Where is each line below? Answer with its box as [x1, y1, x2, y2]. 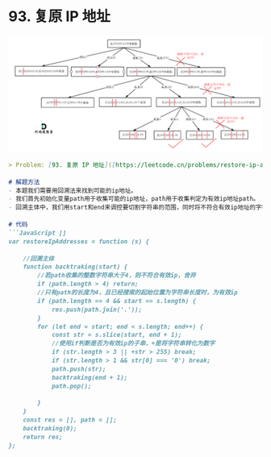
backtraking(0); [23, 425, 78, 433]
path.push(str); [51, 364, 106, 373]
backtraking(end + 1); [51, 373, 128, 381]
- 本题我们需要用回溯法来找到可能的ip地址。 [8, 186, 137, 194]
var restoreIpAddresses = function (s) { [8, 237, 150, 246]
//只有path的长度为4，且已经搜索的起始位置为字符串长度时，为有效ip [37, 289, 238, 297]
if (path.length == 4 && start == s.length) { [37, 297, 197, 305]
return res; [23, 433, 63, 441]
